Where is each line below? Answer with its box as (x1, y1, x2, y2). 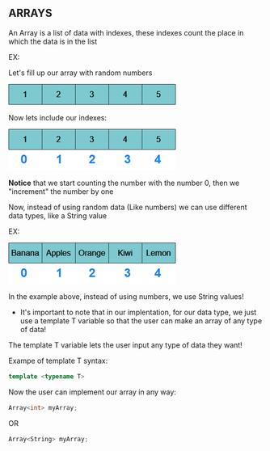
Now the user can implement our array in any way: (8, 387, 176, 397)
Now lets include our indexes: (8, 112, 108, 122)
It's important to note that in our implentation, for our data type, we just (19, 307, 257, 317)
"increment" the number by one (8, 186, 114, 196)
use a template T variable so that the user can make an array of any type (19, 315, 263, 326)
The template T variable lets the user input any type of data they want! (8, 339, 243, 350)
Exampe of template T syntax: (8, 356, 108, 365)
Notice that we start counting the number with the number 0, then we (8, 178, 240, 188)
